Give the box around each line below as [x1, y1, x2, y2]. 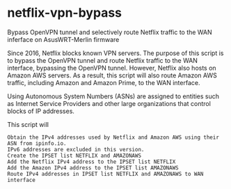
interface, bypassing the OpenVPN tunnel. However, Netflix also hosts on [7, 63, 217, 72]
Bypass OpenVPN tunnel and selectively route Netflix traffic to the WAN [7, 28, 212, 36]
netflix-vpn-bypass [7, 5, 122, 21]
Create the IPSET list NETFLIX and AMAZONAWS [7, 152, 141, 159]
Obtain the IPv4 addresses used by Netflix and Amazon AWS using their [7, 134, 219, 141]
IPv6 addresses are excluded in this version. [7, 146, 145, 153]
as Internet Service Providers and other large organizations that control [7, 99, 211, 107]
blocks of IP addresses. [7, 107, 75, 115]
